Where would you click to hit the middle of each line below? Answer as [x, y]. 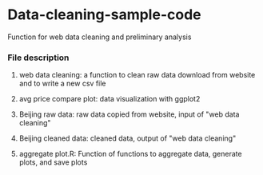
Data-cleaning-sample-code [104, 15]
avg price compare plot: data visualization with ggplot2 [110, 99]
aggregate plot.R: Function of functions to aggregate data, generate [130, 154]
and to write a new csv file [62, 84]
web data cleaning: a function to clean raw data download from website [137, 75]
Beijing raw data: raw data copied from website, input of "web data [129, 114]
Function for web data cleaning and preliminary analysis [100, 37]
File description [38, 58]
